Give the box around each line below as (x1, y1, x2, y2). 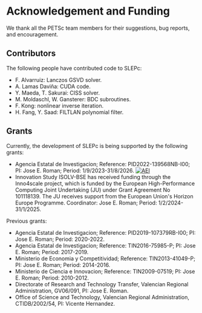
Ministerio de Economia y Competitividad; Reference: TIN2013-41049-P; (15, 255, 195, 262)
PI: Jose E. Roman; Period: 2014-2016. (15, 261, 111, 268)
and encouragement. (6, 30, 59, 38)
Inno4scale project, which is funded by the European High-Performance (15, 180, 195, 187)
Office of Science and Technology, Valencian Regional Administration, (15, 293, 189, 301)
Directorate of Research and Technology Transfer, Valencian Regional (15, 280, 189, 288)
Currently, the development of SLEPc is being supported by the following (6, 142, 188, 149)
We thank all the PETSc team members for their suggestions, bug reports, (6, 24, 190, 32)
